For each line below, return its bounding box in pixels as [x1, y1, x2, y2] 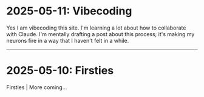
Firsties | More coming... [6, 83, 67, 91]
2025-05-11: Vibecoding [6, 4, 132, 18]
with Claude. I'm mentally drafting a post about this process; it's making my [6, 30, 195, 37]
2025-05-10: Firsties [6, 64, 114, 78]
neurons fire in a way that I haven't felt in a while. [6, 37, 129, 44]
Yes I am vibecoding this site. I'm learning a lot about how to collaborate [6, 24, 186, 31]
